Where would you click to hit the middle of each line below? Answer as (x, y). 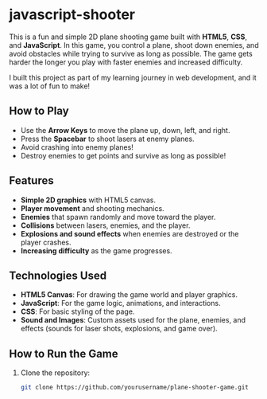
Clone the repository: (55, 373)
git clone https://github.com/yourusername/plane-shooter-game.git (134, 388)
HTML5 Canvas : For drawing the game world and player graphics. (129, 295)
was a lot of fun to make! (50, 86)
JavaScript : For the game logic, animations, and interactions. (120, 303)
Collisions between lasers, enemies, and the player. (105, 225)
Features (31, 181)
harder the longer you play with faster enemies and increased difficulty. (126, 62)
